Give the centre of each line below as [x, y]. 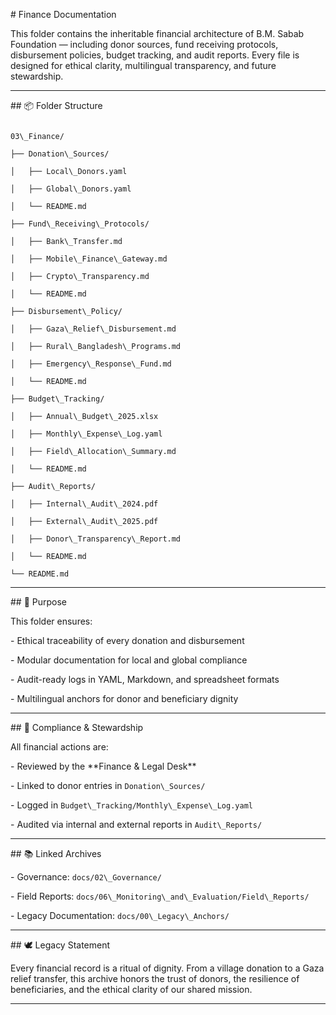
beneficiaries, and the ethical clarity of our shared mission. [131, 989]
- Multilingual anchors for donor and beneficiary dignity [124, 698]
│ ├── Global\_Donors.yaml [71, 189]
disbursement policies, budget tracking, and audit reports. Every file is [155, 55]
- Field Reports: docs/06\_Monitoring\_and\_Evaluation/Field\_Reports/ [160, 896]
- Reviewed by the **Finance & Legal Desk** [103, 766]
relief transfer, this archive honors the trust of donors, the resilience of [155, 978]
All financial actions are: [59, 747]
